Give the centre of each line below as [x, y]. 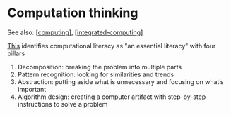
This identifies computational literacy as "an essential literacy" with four [112, 46]
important [32, 89]
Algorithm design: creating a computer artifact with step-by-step [112, 97]
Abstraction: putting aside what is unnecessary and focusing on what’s [120, 81]
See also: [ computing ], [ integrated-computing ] [75, 32]
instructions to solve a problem [63, 104]
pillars [16, 53]
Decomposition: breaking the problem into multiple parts [100, 67]
